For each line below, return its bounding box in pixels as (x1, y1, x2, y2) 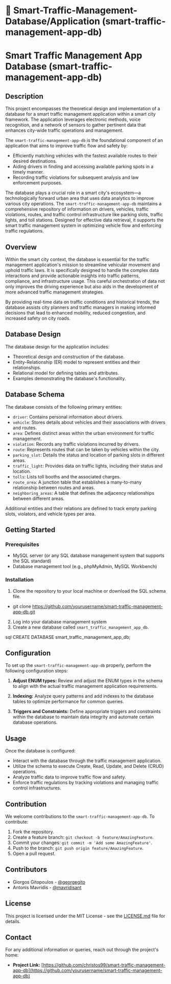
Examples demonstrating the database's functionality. (12, 375, 126, 381)
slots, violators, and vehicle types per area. (5, 511, 96, 517)
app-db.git (12, 609, 35, 615)
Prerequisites (5, 540, 39, 548)
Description (5, 92, 43, 100)
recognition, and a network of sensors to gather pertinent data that (5, 122, 146, 128)
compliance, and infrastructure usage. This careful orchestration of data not (5, 278, 165, 284)
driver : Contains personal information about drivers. (12, 413, 124, 420)
